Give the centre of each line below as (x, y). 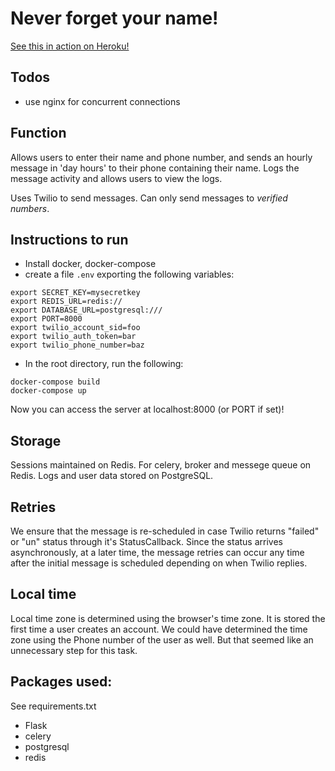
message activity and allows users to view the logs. (116, 178)
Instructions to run (69, 239)
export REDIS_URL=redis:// (66, 302)
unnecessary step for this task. (74, 650)
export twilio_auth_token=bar (73, 337)
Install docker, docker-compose (90, 264)
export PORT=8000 (46, 319)
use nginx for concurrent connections (102, 101)
